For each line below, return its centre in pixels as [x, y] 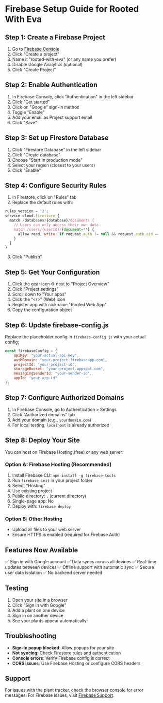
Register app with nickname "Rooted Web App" [59, 305]
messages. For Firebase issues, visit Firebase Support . [60, 695]
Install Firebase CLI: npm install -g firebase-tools [64, 475]
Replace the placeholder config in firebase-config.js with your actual [75, 336]
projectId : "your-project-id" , [45, 364]
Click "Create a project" [36, 54]
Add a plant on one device [38, 610]
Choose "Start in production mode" [47, 160]
